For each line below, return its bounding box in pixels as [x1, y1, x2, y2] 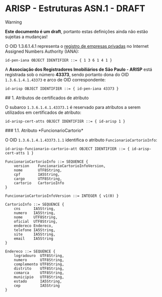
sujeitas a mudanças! [5, 34, 48, 40]
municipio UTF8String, [14, 275, 64, 279]
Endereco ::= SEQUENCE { [5, 249, 56, 254]
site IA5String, [14, 232, 56, 237]
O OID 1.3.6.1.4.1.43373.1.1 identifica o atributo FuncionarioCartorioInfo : [5, 137, 158, 143]
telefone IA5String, [14, 228, 56, 233]
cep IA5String [14, 283, 60, 288]
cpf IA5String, [14, 172, 60, 177]
